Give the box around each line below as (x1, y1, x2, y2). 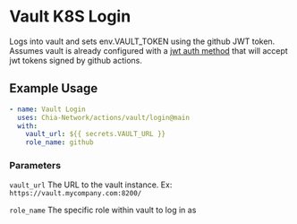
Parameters (9, 159, 61, 172)
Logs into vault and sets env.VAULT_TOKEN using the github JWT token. (9, 36, 276, 47)
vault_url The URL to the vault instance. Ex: (9, 179, 173, 190)
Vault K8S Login (9, 6, 132, 27)
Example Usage (9, 81, 98, 96)
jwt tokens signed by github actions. (9, 55, 143, 65)
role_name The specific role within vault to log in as (9, 204, 197, 216)
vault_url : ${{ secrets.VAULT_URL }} (25, 130, 166, 139)
